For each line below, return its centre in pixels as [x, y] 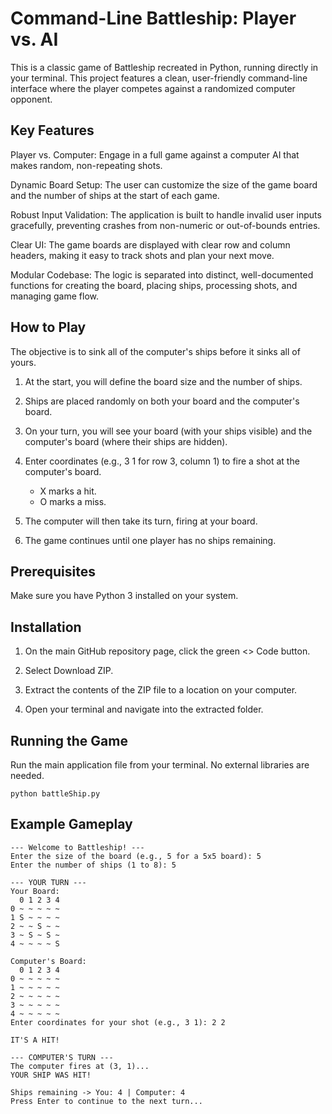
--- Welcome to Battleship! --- [77, 847]
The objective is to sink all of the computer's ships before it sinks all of [155, 351]
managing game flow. [55, 296]
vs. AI [34, 39]
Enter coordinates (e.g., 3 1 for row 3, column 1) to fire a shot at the [162, 461]
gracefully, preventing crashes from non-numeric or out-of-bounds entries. [165, 225]
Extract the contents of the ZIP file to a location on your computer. [161, 690]
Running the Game [69, 740]
